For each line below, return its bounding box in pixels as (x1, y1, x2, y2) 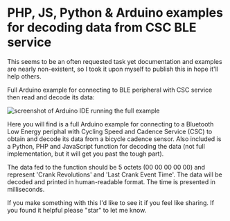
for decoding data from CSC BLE (7, 19, 197, 35)
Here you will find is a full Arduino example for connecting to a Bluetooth (7, 120, 214, 128)
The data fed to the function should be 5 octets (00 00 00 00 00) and (7, 163, 206, 171)
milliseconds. (7, 185, 45, 193)
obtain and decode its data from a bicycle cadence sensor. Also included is (7, 134, 222, 143)
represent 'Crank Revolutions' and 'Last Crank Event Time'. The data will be (7, 170, 223, 179)
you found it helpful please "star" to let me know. (7, 206, 147, 214)
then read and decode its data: (7, 92, 95, 101)
